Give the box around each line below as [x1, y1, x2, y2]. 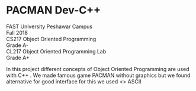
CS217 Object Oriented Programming [6, 35, 97, 42]
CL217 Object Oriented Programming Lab [6, 48, 107, 55]
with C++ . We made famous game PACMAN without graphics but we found [6, 72, 191, 79]
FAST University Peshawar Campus [6, 23, 93, 30]
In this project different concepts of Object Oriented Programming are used [6, 65, 189, 72]
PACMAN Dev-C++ [6, 4, 101, 17]
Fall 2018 [6, 29, 28, 36]
